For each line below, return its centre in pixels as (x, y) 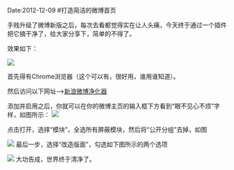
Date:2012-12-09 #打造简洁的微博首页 (62, 10)
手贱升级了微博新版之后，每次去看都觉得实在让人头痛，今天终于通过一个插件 (117, 25)
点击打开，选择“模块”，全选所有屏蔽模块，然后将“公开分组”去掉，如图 (107, 130)
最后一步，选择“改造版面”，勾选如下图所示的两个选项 (92, 144)
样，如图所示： (29, 115)
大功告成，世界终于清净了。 (55, 159)
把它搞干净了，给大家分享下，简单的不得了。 (71, 34)
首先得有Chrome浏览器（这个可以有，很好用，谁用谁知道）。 (93, 76)
